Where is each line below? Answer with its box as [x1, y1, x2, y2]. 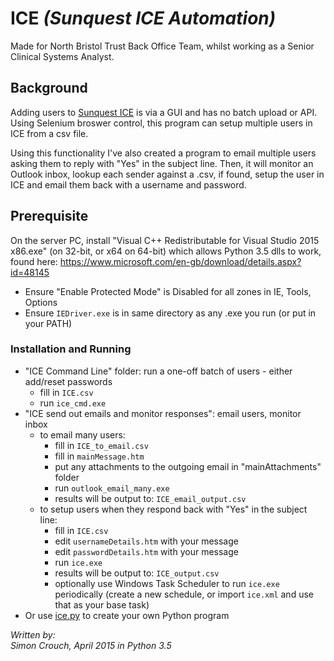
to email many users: [39, 428, 126, 441]
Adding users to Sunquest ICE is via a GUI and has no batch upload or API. [10, 106, 318, 118]
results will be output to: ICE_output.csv [54, 567, 220, 579]
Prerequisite [10, 208, 89, 225]
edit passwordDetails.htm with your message [54, 545, 239, 557]
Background [10, 80, 88, 97]
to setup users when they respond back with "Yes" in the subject [39, 503, 308, 515]
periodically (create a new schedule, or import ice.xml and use [54, 588, 314, 600]
